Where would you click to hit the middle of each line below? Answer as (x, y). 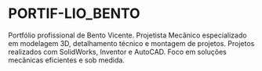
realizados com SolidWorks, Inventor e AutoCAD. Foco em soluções (118, 51)
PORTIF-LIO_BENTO (74, 14)
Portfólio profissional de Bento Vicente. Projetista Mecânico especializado (127, 35)
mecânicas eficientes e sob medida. (67, 60)
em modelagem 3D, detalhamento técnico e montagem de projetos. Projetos (131, 43)
